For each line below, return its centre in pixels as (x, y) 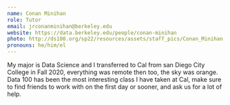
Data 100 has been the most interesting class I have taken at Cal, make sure (114, 79)
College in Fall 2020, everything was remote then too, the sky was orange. (113, 72)
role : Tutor (24, 20)
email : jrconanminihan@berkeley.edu (60, 26)
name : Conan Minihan (37, 13)
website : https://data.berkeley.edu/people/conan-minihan (92, 33)
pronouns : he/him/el (37, 45)
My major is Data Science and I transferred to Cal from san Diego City (106, 65)
